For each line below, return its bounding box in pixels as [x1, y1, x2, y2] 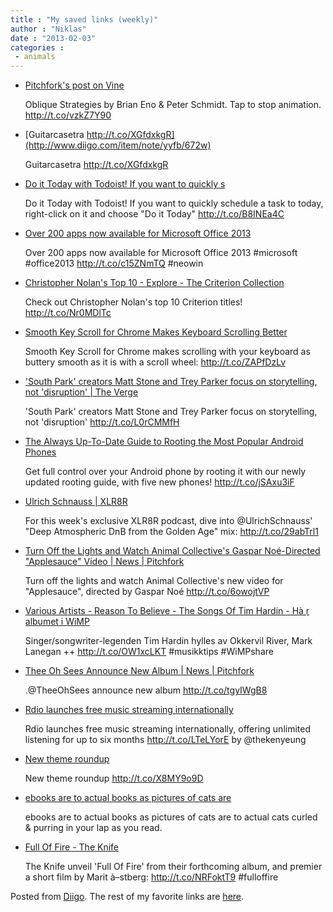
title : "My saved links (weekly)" [10, 14, 159, 25]
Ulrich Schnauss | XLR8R [24, 496, 128, 508]
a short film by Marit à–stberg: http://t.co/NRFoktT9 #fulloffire [24, 871, 279, 883]
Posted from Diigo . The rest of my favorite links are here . [10, 891, 245, 903]
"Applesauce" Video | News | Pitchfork [24, 556, 185, 568]
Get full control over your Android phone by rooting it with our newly [24, 466, 307, 478]
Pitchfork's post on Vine [24, 79, 125, 91]
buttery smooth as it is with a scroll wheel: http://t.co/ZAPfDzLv [24, 356, 287, 368]
